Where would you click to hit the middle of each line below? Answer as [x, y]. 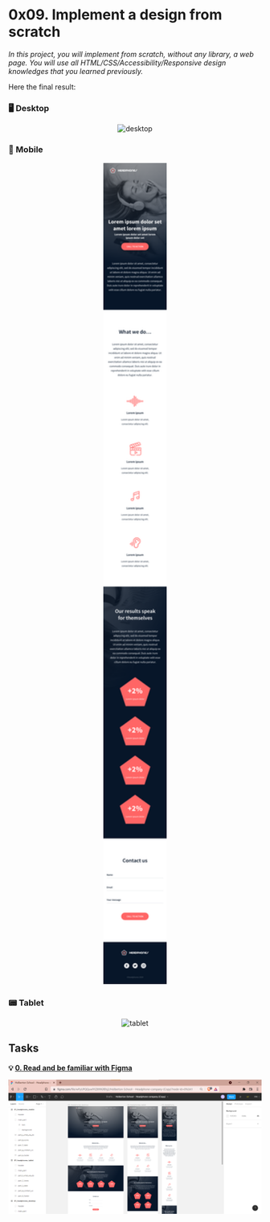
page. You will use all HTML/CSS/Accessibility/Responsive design [117, 63]
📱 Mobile [26, 150]
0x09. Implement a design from [115, 15]
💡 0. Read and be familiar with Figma [70, 1068]
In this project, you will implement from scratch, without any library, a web [131, 54]
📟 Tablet [26, 1002]
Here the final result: [42, 87]
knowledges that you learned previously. [76, 71]
